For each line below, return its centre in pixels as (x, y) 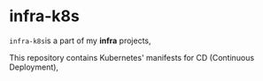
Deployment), (34, 67)
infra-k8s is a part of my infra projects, (80, 40)
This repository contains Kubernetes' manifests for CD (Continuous (132, 57)
